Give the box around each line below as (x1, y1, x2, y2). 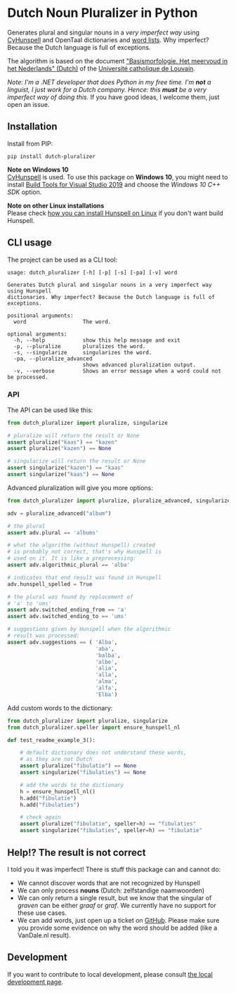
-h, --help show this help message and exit (13, 336, 181, 344)
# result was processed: (7, 632, 80, 639)
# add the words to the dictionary (20, 781, 124, 788)
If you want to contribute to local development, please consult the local (7, 970, 213, 978)
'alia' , (95, 665, 118, 672)
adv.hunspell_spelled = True (7, 580, 93, 588)
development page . (7, 978, 64, 986)
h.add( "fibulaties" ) (20, 801, 80, 808)
